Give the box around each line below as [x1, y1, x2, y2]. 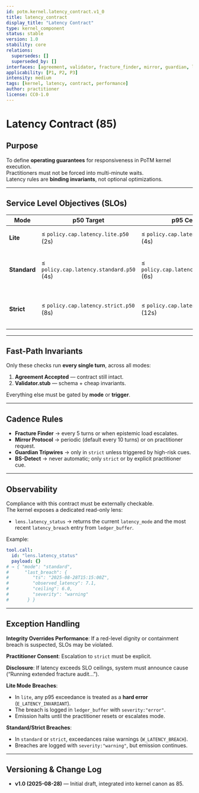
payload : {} [11, 558, 41, 564]
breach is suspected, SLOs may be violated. [6, 641, 114, 648]
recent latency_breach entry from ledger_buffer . [14, 524, 134, 531]
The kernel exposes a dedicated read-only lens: [6, 506, 123, 513]
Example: [6, 536, 29, 543]
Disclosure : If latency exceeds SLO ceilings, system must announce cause [6, 664, 188, 671]
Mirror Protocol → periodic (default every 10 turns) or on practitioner [14, 436, 183, 443]
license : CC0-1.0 [6, 92, 49, 97]
